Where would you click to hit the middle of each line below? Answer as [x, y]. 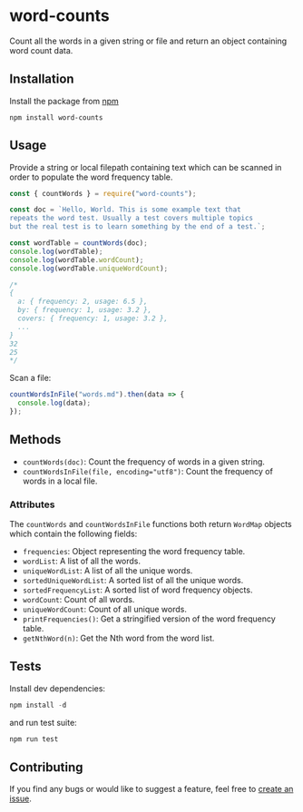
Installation [42, 79]
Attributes [32, 504]
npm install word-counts [56, 117]
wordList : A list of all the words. [82, 561]
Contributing [46, 767]
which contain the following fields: [73, 534]
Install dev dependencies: [58, 688]
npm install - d [38, 705]
